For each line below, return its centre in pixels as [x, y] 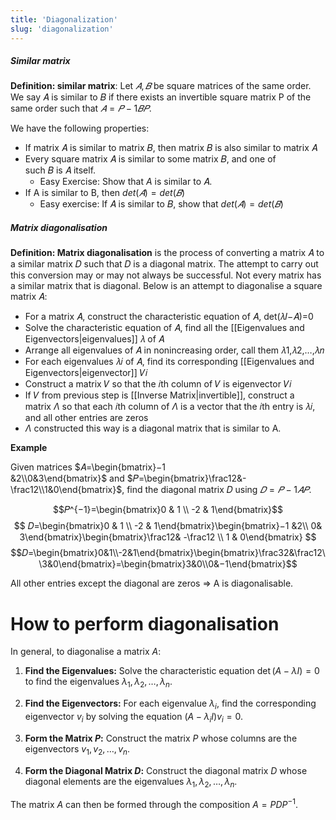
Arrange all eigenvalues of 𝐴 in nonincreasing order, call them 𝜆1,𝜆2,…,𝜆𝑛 [174, 350]
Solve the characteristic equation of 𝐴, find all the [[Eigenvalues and [164, 328]
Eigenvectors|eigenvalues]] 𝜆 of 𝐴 [94, 339]
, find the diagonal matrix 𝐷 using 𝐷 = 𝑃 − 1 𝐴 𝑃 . [216, 490]
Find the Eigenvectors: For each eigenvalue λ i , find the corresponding [170, 704]
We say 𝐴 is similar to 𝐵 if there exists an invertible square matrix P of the [161, 97]
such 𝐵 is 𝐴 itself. [60, 170]
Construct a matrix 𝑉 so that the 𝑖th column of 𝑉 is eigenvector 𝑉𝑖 [158, 384]
